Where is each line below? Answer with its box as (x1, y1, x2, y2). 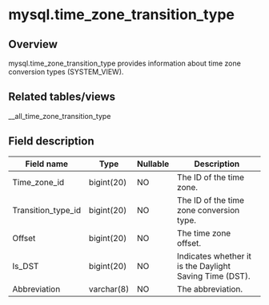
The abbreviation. (177, 283, 243, 295)
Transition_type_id (12, 204, 82, 216)
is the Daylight (177, 260, 231, 271)
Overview (8, 38, 58, 51)
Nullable (136, 158, 170, 169)
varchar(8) (88, 283, 130, 295)
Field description (8, 134, 94, 149)
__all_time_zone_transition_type (8, 111, 111, 121)
